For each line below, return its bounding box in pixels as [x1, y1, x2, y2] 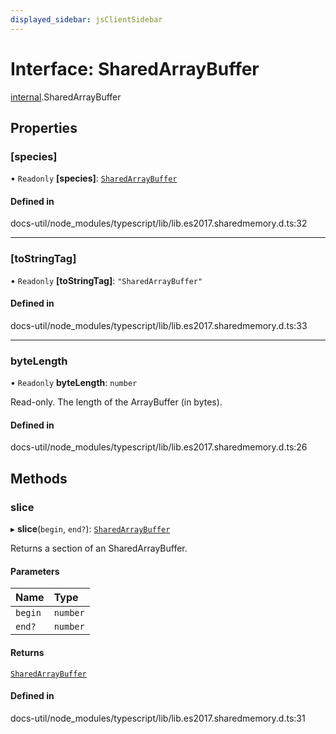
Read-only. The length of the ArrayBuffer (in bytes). [10, 396, 223, 408]
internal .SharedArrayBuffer [10, 91, 122, 103]
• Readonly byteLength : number [10, 377, 138, 389]
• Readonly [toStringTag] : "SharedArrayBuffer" [10, 274, 203, 286]
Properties [10, 119, 78, 136]
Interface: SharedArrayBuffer [10, 57, 260, 80]
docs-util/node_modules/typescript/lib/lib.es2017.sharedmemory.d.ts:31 [10, 712, 306, 724]
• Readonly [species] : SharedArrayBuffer [10, 172, 178, 185]
